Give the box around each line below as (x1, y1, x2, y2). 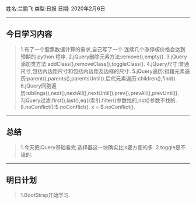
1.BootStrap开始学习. (20, 192, 71, 199)
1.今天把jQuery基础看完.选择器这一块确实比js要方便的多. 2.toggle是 (20, 143, 181, 150)
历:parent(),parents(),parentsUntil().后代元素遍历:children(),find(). (20, 75, 177, 82)
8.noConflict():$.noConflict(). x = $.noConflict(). (20, 103, 135, 110)
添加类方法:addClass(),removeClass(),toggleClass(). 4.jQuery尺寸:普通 (20, 60, 190, 67)
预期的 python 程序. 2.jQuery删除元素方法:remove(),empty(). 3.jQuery (20, 53, 187, 60)
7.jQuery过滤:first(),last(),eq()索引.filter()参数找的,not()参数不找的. (20, 97, 177, 104)
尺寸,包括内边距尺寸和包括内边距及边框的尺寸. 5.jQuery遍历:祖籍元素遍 (20, 68, 190, 75)
